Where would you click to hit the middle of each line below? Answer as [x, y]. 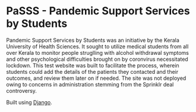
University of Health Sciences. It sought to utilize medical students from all [97, 46]
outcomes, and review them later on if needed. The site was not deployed [96, 78]
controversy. [22, 91]
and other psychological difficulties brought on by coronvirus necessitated [97, 59]
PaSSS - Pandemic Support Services [98, 11]
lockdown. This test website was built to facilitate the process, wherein [93, 65]
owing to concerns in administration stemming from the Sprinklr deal [90, 84]
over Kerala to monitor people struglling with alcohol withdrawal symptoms [97, 52]
